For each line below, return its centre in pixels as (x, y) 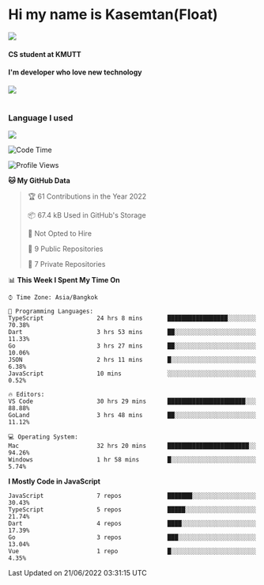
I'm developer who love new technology (75, 72)
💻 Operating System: (43, 437)
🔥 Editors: (26, 395)
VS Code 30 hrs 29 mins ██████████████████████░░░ (132, 401)
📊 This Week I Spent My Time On (64, 280)
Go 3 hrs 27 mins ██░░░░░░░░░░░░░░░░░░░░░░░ (132, 346)
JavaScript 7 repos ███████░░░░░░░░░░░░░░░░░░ (132, 496)
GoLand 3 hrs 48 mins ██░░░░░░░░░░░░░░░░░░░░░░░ (132, 416)
